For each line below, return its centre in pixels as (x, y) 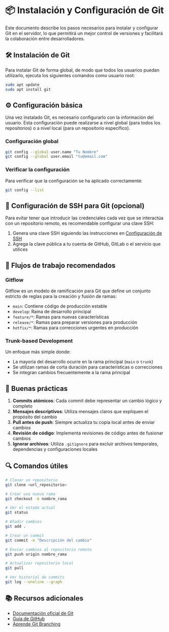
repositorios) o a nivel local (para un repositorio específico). (68, 128)
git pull (14, 568)
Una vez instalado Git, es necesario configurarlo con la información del (79, 117)
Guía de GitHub (29, 618)
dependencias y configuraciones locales (55, 449)
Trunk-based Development (39, 341)
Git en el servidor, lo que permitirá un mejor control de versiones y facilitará (84, 33)
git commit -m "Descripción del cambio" (49, 540)
